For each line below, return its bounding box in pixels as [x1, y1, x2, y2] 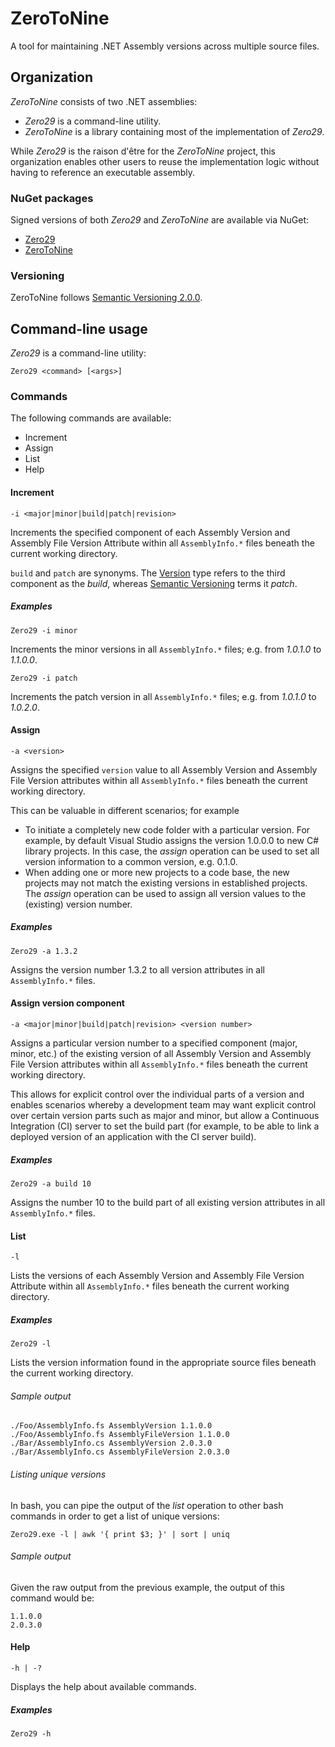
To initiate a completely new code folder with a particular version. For [24, 823, 311, 836]
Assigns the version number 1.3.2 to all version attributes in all [10, 963, 265, 976]
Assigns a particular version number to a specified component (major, [10, 1037, 298, 1049]
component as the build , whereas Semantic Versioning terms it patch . [10, 577, 298, 589]
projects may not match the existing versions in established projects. [24, 877, 308, 889]
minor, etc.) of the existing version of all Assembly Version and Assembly [10, 1048, 312, 1059]
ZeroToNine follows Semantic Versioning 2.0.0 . [10, 292, 203, 304]
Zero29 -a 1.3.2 [10, 946, 78, 956]
